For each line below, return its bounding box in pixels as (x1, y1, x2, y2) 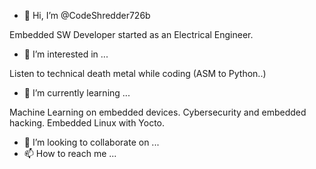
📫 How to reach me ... (23, 148, 117, 159)
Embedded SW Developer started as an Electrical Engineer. (9, 29, 254, 40)
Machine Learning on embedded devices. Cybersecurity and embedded (9, 106, 307, 118)
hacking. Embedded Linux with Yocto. (9, 117, 166, 129)
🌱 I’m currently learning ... (23, 87, 131, 99)
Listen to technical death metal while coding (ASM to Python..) (9, 68, 267, 79)
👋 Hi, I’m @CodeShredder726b (23, 10, 151, 21)
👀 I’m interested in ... (23, 48, 109, 60)
